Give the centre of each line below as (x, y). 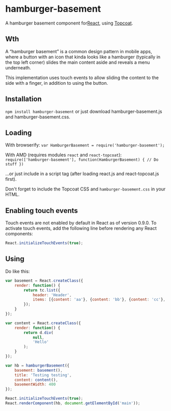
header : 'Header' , (52, 295)
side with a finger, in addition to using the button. (57, 83)
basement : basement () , (39, 370)
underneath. (18, 67)
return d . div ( (39, 332)
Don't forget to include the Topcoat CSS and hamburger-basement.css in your (86, 189)
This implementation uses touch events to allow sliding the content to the (82, 78)
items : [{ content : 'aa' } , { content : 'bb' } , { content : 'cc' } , (99, 300)
